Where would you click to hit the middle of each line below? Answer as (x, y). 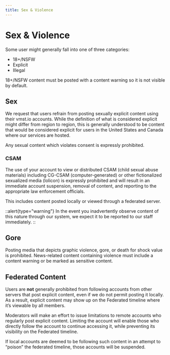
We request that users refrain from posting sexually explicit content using (82, 114)
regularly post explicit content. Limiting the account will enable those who (82, 321)
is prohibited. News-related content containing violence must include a (79, 256)
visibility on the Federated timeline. (42, 332)
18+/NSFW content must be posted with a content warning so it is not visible (85, 80)
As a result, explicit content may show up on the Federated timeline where (83, 300)
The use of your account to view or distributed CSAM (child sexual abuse (82, 169)
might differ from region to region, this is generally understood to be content (85, 124)
